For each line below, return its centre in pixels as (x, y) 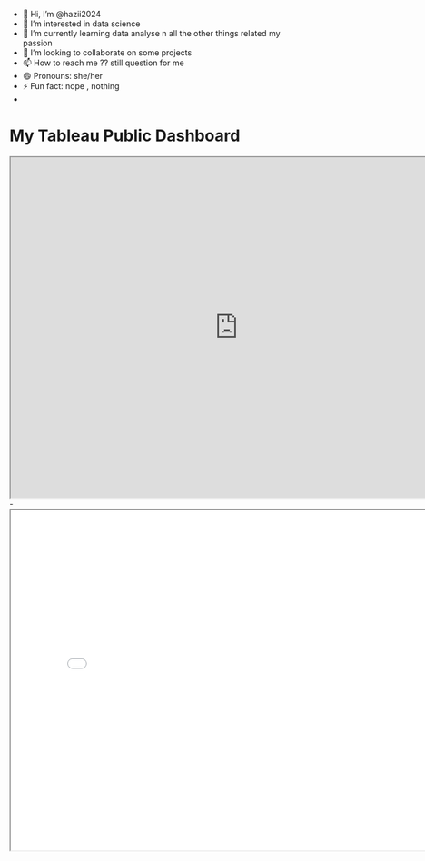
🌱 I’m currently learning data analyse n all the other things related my (151, 33)
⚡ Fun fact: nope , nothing (71, 86)
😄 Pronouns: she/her (62, 76)
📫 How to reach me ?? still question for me (103, 63)
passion (37, 43)
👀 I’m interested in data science (81, 24)
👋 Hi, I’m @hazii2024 (62, 14)
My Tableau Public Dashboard (125, 136)
